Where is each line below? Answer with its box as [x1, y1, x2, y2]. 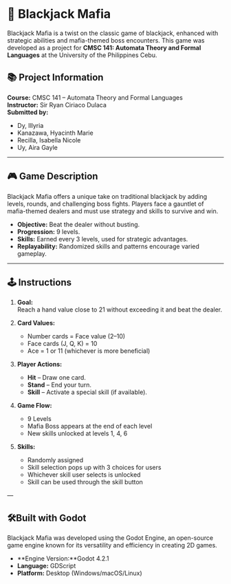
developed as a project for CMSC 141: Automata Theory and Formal [7, 43, 201, 52]
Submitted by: [7, 108, 49, 116]
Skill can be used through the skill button [27, 478, 143, 486]
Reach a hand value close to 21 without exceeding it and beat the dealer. [16, 305, 222, 314]
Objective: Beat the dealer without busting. [16, 220, 140, 228]
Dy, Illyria [16, 121, 44, 129]
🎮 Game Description [7, 171, 98, 182]
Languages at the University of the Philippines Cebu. [7, 51, 157, 59]
